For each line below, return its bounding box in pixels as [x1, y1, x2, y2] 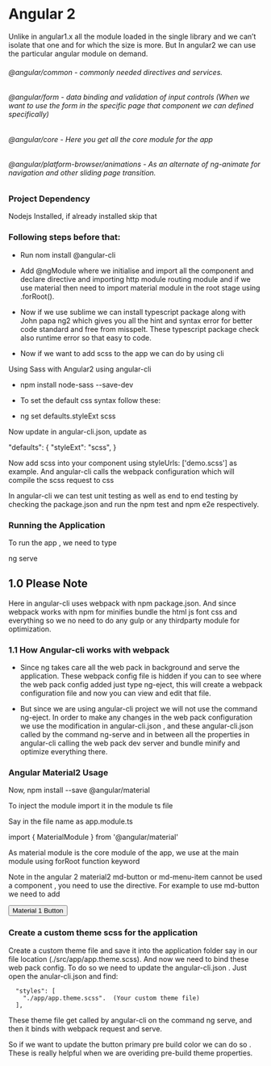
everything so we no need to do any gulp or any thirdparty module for [8, 615, 240, 625]
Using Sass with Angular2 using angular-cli [8, 364, 152, 374]
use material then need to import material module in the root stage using [19, 283, 261, 292]
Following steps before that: [8, 232, 121, 243]
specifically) [8, 110, 50, 120]
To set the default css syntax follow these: [19, 395, 161, 405]
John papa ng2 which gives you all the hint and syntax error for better [19, 316, 252, 325]
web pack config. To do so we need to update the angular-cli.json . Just [8, 963, 248, 972]
